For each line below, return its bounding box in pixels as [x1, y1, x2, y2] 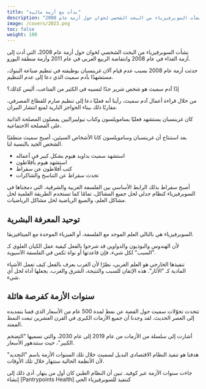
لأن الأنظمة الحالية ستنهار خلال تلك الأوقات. [7, 357, 105, 365]
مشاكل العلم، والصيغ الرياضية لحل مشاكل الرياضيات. [7, 196, 127, 204]
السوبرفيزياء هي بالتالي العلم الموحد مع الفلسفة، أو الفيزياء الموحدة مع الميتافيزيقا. [7, 230, 194, 237]
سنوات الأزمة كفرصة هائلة [7, 291, 95, 302]
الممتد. [7, 320, 23, 328]
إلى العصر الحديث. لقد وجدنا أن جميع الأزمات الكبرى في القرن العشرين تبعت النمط [7, 314, 195, 321]
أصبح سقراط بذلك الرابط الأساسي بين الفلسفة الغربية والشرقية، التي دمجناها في [7, 183, 190, 191]
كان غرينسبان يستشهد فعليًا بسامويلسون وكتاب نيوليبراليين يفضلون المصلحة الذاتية [7, 116, 193, 123]
